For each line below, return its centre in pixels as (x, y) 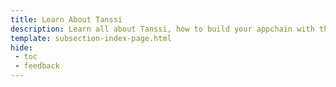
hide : (21, 47)
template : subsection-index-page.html (91, 38)
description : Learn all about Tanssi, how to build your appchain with (162, 29)
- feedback (37, 66)
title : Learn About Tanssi (66, 19)
